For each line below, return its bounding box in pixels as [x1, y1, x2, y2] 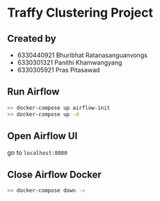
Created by [7, 33, 57, 45]
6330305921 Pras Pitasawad [17, 66, 100, 74]
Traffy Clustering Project [7, 5, 153, 21]
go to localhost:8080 [7, 148, 67, 157]
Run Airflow [7, 86, 60, 98]
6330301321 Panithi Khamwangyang [17, 58, 122, 67]
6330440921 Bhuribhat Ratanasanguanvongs [17, 51, 148, 59]
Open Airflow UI [7, 130, 78, 142]
